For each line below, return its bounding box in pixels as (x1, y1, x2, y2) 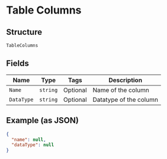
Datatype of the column (92, 95, 159, 104)
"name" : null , (11, 137, 46, 143)
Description (108, 76, 143, 84)
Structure (6, 27, 43, 37)
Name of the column (92, 86, 149, 94)
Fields (6, 58, 30, 68)
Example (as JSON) (6, 115, 79, 125)
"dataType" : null (11, 142, 54, 148)
